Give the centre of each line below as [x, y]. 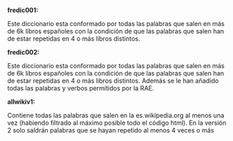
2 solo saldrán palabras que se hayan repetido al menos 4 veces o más [111, 130]
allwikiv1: [21, 102]
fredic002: [24, 52]
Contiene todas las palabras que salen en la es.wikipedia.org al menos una [116, 115]
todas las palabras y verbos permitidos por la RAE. [81, 88]
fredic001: [23, 10]
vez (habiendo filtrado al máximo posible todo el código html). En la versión [117, 123]
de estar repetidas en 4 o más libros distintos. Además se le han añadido [113, 81]
